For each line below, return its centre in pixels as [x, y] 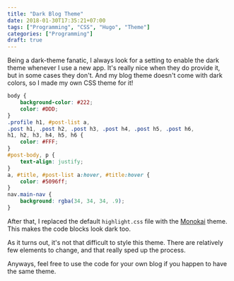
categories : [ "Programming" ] [50, 34]
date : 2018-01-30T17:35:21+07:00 [57, 21]
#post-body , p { [31, 155]
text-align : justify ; [52, 161]
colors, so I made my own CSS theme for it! [70, 83]
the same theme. [32, 271]
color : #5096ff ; [44, 181]
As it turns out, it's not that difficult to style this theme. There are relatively [116, 242]
